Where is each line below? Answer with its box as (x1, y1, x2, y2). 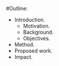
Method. (14, 41, 35, 48)
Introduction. (14, 16, 45, 23)
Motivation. (23, 23, 50, 29)
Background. (23, 29, 54, 36)
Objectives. (23, 35, 50, 41)
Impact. (14, 54, 33, 60)
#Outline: (6, 5, 28, 12)
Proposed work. (14, 47, 53, 54)
